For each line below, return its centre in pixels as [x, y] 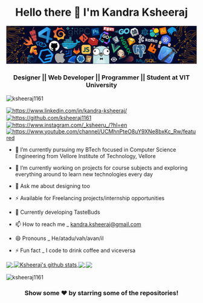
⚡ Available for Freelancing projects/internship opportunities [90, 198]
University [101, 85]
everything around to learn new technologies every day [84, 174]
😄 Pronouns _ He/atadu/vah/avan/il [59, 238]
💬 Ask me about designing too [53, 186]
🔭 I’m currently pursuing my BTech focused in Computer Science [95, 149]
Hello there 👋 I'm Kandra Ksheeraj [101, 12]
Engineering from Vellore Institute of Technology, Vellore [85, 156]
